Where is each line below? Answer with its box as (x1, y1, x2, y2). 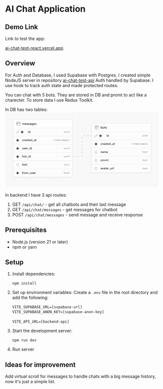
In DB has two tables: (5, 106, 48, 112)
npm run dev (12, 338, 37, 343)
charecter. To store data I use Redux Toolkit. (5, 97, 94, 103)
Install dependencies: (12, 271, 56, 277)
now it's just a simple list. (5, 379, 56, 385)
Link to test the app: (5, 36, 45, 41)
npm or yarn (12, 244, 37, 250)
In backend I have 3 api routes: (5, 192, 67, 198)
